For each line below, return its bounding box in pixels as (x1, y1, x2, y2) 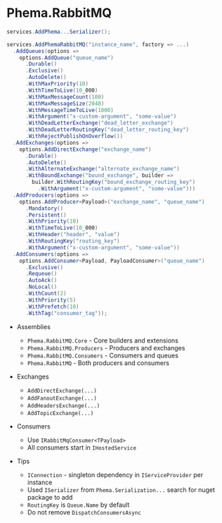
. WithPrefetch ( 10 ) (25, 303, 79, 310)
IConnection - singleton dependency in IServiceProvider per (27, 470, 204, 479)
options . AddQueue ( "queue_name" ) (19, 54, 114, 61)
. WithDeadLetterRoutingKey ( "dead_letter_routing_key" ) (25, 126, 190, 133)
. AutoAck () (25, 277, 58, 284)
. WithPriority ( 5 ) (25, 296, 77, 304)
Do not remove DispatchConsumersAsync (27, 507, 141, 516)
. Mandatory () (25, 204, 64, 212)
